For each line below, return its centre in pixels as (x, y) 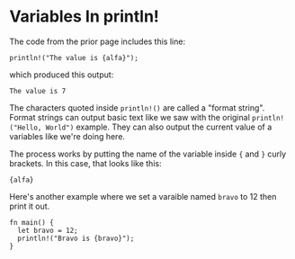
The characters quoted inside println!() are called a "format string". (137, 107)
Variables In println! (85, 17)
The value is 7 (38, 91)
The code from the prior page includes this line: (98, 41)
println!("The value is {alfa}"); (74, 58)
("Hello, (26, 128)
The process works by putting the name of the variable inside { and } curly (148, 154)
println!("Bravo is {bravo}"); (76, 238)
